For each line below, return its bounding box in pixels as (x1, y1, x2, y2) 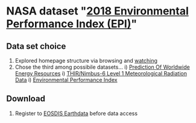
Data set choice (6, 41, 66, 51)
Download (6, 93, 45, 104)
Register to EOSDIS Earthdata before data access (14, 110, 138, 117)
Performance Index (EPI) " (6, 17, 138, 31)
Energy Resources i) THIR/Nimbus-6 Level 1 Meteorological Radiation (14, 70, 187, 77)
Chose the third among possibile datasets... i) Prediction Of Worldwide (14, 63, 190, 71)
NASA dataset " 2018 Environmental (6, 4, 189, 18)
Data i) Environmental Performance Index (14, 77, 118, 83)
